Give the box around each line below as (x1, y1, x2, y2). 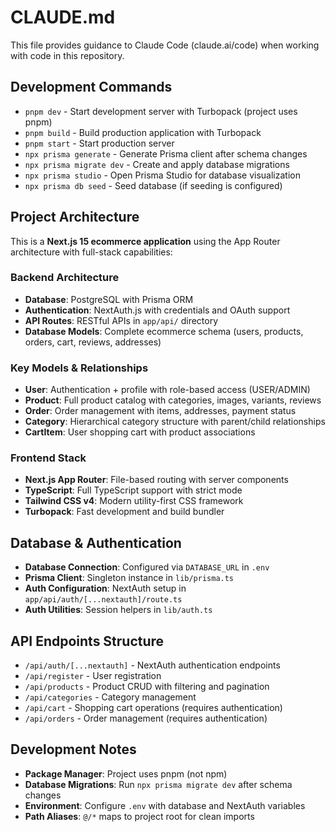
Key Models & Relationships (10, 361, 149, 375)
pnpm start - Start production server (24, 137, 175, 149)
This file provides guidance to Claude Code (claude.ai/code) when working (10, 39, 320, 51)
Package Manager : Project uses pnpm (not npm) (24, 767, 228, 780)
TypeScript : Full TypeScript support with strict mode (24, 484, 243, 496)
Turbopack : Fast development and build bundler (24, 506, 225, 518)
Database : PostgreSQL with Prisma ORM (24, 293, 194, 305)
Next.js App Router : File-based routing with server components (24, 474, 289, 486)
